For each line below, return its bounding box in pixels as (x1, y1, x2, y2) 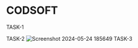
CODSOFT (6, 4, 58, 17)
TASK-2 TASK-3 (6, 35, 133, 42)
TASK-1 (6, 23, 24, 31)
